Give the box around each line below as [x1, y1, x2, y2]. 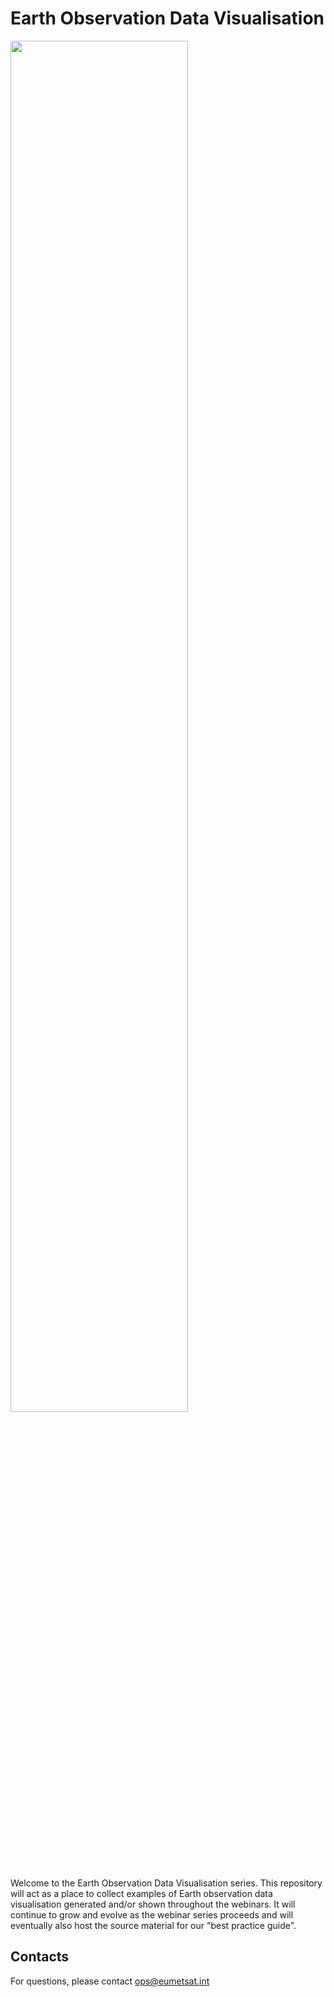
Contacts [10, 1948, 70, 1966]
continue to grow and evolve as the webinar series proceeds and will [10, 1908, 294, 1921]
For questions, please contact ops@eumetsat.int [10, 1975, 210, 1987]
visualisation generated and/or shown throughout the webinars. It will [10, 1898, 296, 1910]
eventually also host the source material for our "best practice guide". [10, 1919, 297, 1931]
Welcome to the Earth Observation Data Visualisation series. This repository [10, 1877, 323, 1889]
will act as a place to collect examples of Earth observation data [10, 1887, 273, 1899]
